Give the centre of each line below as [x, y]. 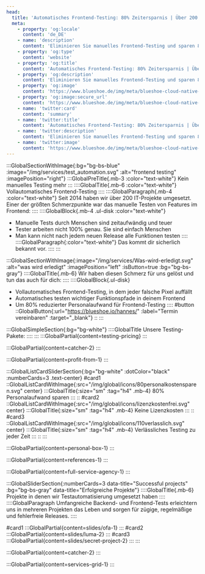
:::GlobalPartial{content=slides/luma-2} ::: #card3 [68, 534]
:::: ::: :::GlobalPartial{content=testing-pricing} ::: [87, 335]
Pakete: [16, 335]
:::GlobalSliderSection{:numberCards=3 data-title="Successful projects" [97, 483]
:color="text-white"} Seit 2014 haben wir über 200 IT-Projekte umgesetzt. [99, 198]
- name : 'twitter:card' [48, 108]
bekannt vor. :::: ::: [38, 248]
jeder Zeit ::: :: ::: [27, 436]
